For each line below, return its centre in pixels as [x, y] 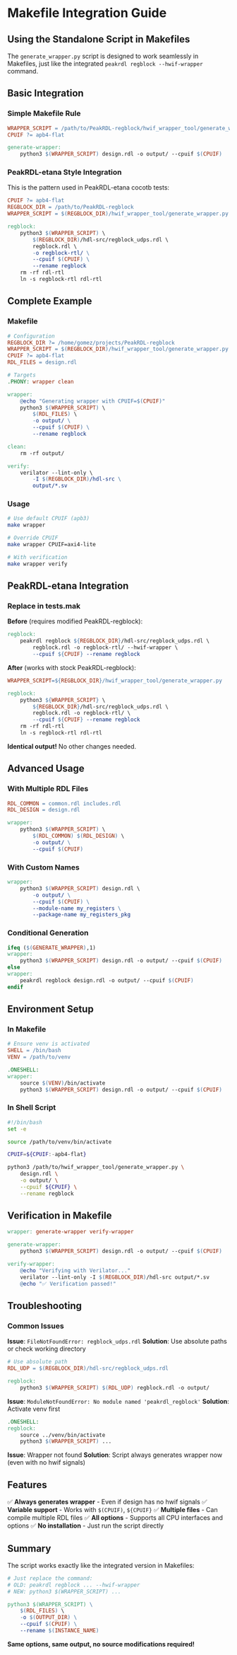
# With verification [38, 557]
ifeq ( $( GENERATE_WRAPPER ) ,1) [52, 947]
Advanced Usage [46, 769]
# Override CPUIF [33, 538]
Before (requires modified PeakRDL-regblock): [75, 621]
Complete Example [50, 301]
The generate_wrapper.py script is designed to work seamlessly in [103, 56]
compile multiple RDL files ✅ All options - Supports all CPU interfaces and [115, 1518]
